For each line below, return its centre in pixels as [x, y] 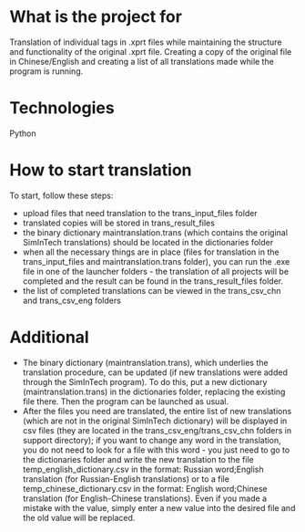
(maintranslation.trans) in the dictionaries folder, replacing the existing [154, 391]
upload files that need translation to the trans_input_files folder [140, 213]
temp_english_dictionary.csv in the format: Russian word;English [143, 469]
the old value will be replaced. [79, 517]
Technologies [62, 108]
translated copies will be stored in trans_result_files [119, 223]
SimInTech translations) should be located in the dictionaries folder [148, 242]
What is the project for [96, 17]
